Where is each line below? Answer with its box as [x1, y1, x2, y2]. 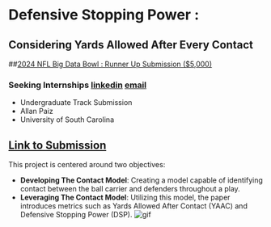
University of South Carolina [19, 115, 115, 124]
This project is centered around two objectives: [8, 160, 166, 170]
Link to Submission [8, 138, 107, 152]
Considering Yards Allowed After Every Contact [8, 38, 253, 52]
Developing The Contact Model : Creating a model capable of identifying [19, 175, 263, 185]
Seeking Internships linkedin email [8, 79, 147, 90]
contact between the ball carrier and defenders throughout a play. [19, 184, 240, 194]
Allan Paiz [19, 107, 54, 116]
